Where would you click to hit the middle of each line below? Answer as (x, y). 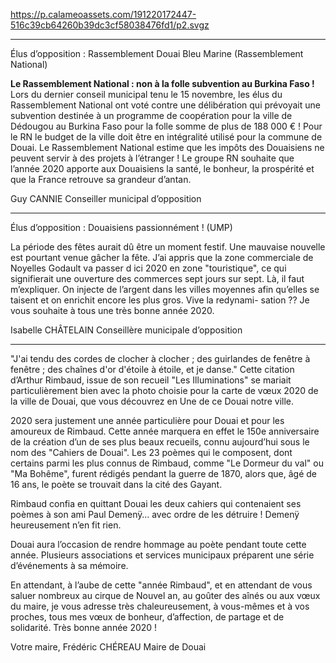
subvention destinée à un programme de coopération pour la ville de (151, 115)
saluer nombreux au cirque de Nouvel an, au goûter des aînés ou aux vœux (165, 595)
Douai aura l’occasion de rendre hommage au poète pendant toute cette (158, 544)
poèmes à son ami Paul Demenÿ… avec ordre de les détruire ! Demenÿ (155, 514)
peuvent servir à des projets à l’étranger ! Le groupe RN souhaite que (152, 158)
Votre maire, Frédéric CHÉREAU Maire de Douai (108, 647)
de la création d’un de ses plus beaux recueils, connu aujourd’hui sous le (160, 442)
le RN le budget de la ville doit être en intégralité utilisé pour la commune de (166, 137)
